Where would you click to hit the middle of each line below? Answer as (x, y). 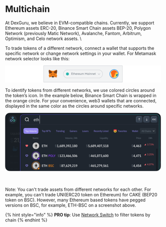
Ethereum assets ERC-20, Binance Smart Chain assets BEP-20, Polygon (78, 28)
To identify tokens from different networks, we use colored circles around (80, 90)
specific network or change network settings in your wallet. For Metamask (81, 53)
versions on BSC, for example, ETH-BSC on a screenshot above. (71, 205)
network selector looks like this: (38, 58)
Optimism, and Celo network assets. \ (43, 39)
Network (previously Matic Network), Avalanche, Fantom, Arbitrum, (74, 33)
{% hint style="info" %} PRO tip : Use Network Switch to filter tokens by (78, 215)
